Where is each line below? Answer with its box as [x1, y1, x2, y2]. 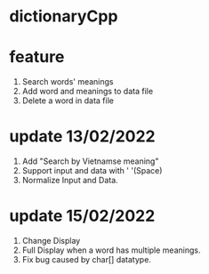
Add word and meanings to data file [21, 86, 154, 97]
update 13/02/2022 [9, 126, 156, 147]
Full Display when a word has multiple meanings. [21, 245, 201, 255]
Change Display [21, 236, 81, 246]
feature [9, 47, 65, 68]
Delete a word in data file [21, 95, 114, 106]
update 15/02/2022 [9, 206, 156, 226]
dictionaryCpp [9, 6, 118, 27]
